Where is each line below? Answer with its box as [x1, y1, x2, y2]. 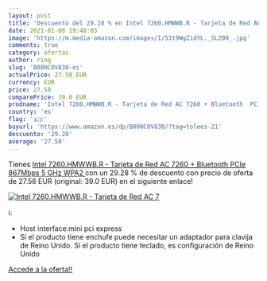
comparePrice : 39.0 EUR [8, 93, 87, 101]
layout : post [8, 11, 52, 20]
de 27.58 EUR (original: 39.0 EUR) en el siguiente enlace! [8, 176, 193, 185]
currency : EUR [8, 78, 56, 86]
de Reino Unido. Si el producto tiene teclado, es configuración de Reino [19, 240, 254, 250]
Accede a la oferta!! [8, 264, 73, 274]
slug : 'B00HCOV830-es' [8, 64, 83, 72]
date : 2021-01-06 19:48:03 [8, 26, 98, 34]
